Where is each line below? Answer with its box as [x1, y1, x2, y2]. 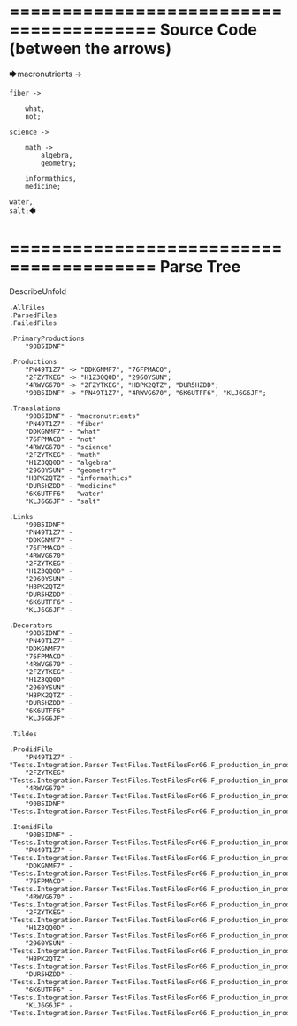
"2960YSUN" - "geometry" [25, 466, 117, 475]
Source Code [159, 19, 258, 40]
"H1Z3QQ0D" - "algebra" [25, 458, 113, 467]
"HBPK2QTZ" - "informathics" [25, 473, 133, 483]
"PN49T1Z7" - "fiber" [25, 419, 104, 428]
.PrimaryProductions [9, 334, 86, 343]
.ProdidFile [9, 745, 53, 754]
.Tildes [9, 729, 38, 738]
